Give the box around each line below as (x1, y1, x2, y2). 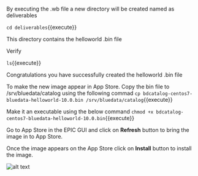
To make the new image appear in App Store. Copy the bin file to (6, 83, 170, 90)
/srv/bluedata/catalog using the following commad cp (6, 90, 141, 97)
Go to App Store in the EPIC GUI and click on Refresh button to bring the (6, 126, 189, 134)
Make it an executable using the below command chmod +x (6, 108, 154, 115)
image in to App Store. (6, 133, 63, 140)
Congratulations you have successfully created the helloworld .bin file (6, 71, 183, 78)
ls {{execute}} (6, 59, 42, 66)
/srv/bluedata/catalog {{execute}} (85, 96, 173, 103)
